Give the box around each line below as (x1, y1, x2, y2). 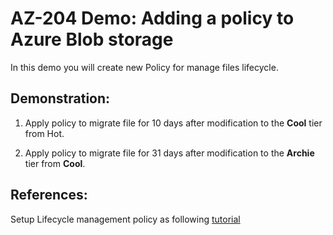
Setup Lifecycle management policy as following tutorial (10, 213, 241, 225)
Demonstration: (10, 90, 111, 107)
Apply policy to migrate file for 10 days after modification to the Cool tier (24, 117, 323, 129)
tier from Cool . (24, 157, 86, 169)
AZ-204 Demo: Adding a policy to (10, 7, 295, 30)
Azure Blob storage (10, 28, 174, 51)
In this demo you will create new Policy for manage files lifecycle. (10, 61, 279, 73)
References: (10, 187, 88, 204)
